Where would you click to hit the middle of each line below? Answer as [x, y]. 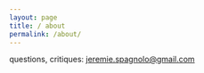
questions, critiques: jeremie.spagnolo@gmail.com [102, 60]
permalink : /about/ [45, 34]
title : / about [37, 26]
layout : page [33, 17]
